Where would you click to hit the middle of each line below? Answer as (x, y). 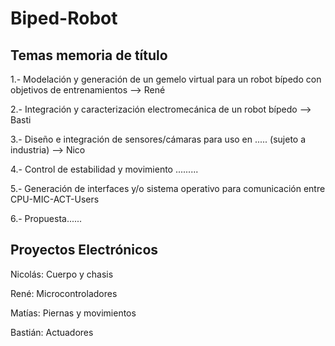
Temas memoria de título (89, 55)
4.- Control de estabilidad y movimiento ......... (104, 169)
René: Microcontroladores (64, 293)
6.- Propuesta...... (46, 218)
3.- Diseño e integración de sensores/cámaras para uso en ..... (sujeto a (158, 139)
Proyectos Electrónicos (84, 250)
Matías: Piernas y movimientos (73, 313)
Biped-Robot (64, 18)
